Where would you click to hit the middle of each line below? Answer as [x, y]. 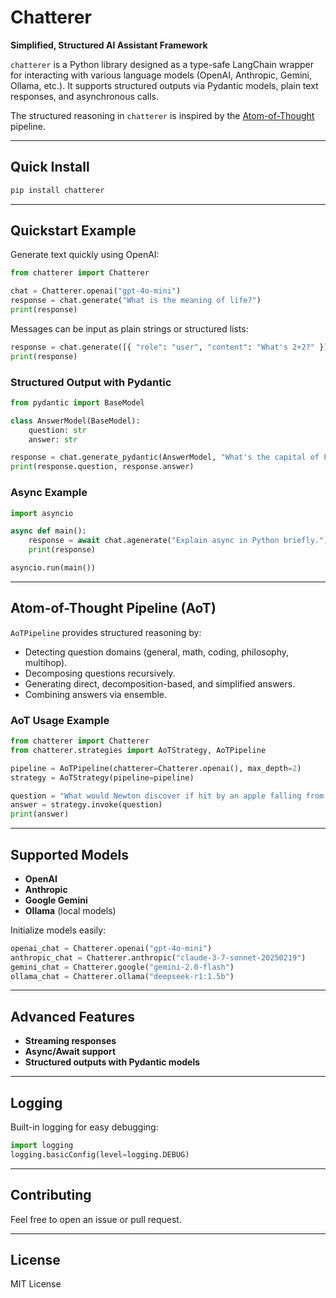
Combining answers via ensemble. [96, 694]
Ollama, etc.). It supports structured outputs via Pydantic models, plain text [164, 85]
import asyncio [42, 513]
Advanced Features [73, 1016]
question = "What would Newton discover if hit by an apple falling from [167, 796]
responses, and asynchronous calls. [84, 96]
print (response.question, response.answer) [102, 467]
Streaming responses [70, 1041]
